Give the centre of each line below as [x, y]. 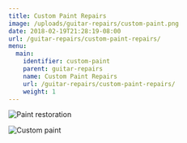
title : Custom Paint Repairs [57, 16]
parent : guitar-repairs [63, 69]
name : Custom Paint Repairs [70, 76]
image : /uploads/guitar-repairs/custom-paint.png [94, 24]
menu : [17, 46]
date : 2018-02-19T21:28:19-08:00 [65, 31]
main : [25, 54]
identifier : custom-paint [67, 62]
